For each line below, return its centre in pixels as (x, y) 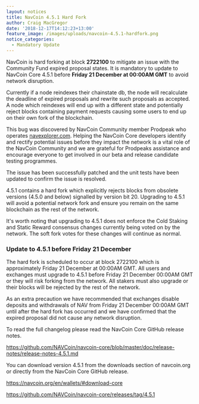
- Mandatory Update (36, 45)
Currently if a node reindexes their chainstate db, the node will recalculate (97, 92)
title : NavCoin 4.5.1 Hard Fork (46, 17)
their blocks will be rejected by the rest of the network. (73, 287)
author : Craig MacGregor (37, 23)
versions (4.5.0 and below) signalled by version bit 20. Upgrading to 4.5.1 (96, 197)
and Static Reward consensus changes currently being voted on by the (93, 227)
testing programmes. (32, 161)
